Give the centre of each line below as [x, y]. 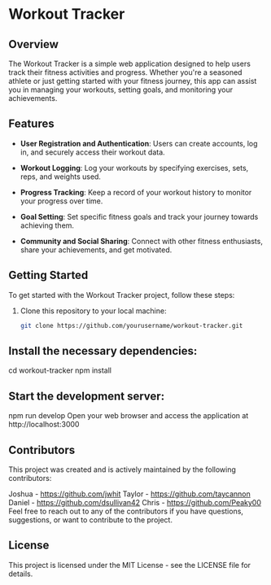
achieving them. [47, 225]
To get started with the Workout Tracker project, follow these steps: [122, 295]
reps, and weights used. [61, 177]
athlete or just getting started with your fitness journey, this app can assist [133, 81]
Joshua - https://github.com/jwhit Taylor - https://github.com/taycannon [129, 494]
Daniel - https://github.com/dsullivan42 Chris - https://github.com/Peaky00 [135, 502]
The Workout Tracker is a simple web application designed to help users [129, 63]
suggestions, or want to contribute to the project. [91, 520]
